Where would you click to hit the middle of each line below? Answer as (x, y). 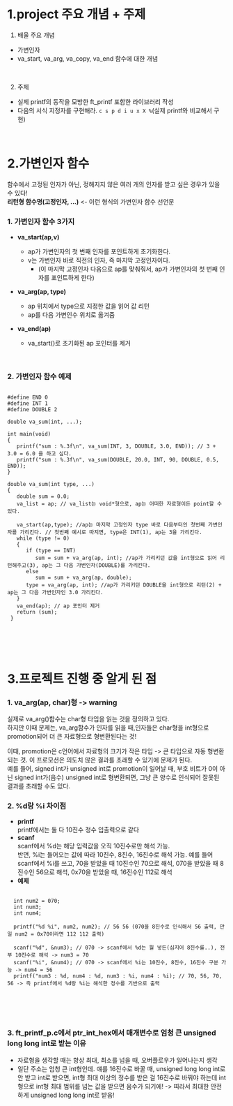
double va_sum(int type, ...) (51, 485)
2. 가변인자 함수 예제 (39, 376)
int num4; (27, 913)
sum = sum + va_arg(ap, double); (83, 578)
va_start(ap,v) (38, 237)
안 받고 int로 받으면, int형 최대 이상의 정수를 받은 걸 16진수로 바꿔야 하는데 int (121, 1077)
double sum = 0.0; (43, 496)
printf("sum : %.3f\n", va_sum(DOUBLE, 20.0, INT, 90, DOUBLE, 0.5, (118, 460)
